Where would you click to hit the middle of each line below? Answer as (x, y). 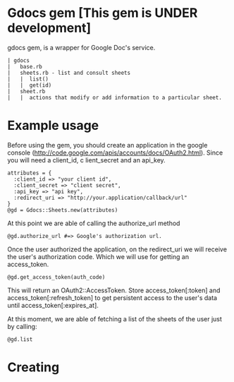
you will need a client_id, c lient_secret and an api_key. (86, 160)
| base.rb (25, 66)
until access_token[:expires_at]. (53, 305)
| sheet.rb (26, 91)
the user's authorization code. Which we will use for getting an (98, 256)
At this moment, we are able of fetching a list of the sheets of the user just (115, 318)
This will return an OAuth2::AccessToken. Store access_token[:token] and (114, 290)
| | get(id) (30, 85)
